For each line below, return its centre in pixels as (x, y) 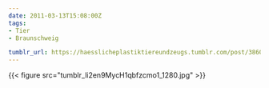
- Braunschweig (34, 38)
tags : (17, 23)
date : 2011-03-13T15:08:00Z (55, 16)
